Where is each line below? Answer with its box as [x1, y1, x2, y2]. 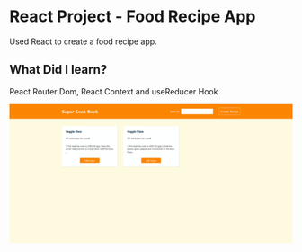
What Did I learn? [9, 62, 108, 77]
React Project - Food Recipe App [9, 6, 256, 27]
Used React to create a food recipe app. [9, 36, 157, 47]
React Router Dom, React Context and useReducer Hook [9, 85, 218, 96]
